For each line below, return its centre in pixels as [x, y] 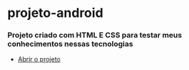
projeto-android [55, 13]
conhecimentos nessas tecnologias [70, 44]
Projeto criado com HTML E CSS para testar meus [95, 35]
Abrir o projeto [39, 59]
